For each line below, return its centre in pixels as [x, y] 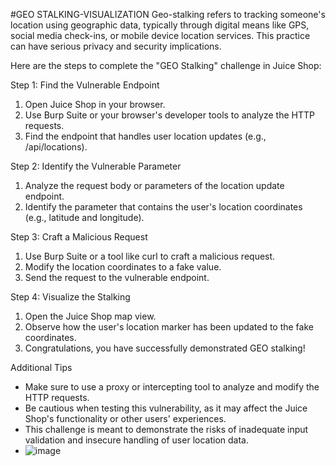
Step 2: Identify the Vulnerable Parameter [96, 166]
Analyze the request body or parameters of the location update [154, 185]
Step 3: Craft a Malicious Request [79, 237]
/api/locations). [56, 147]
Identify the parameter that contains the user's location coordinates [163, 207]
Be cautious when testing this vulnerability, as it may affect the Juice [166, 408]
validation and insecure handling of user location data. [136, 440]
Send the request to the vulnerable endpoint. [117, 277]
